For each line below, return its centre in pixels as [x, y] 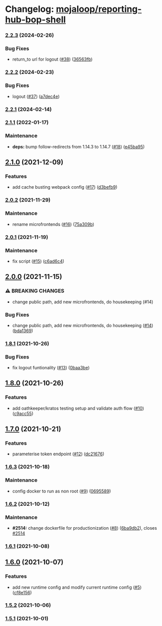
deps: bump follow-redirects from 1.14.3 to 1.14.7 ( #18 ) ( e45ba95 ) [78, 146]
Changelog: [30, 9]
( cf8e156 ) [22, 592]
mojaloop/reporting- [99, 9]
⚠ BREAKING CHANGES [35, 291]
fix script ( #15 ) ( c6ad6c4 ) [38, 261]
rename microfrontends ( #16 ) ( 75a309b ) [53, 224]
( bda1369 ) [23, 331]
